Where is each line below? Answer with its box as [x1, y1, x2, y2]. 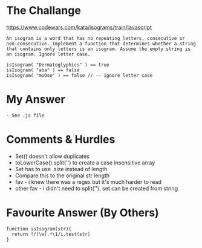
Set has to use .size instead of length [15, 165, 108, 172]
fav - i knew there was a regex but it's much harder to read [15, 178, 162, 185]
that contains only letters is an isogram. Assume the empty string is [6, 46, 191, 52]
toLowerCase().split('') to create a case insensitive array [15, 158, 155, 166]
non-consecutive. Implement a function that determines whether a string [6, 41, 197, 47]
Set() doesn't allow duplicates [15, 152, 90, 160]
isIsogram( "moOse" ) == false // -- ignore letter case [6, 72, 153, 79]
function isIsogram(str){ [6, 226, 71, 232]
